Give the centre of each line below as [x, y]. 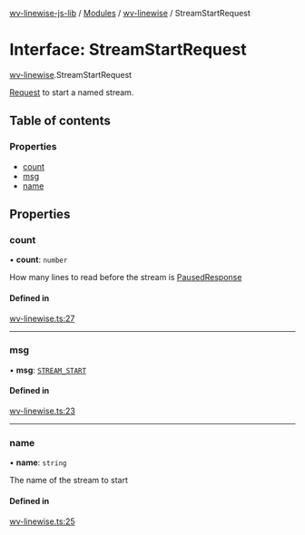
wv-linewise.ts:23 [42, 411]
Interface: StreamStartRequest [128, 50]
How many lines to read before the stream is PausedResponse [126, 277]
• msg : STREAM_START [48, 370]
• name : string [38, 462]
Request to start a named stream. [72, 92]
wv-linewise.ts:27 [42, 318]
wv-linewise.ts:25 [42, 521]
